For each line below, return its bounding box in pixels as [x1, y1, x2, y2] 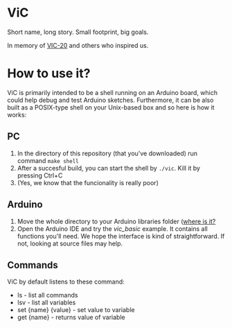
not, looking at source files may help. [17, 239, 123, 248]
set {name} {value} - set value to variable [17, 306, 135, 314]
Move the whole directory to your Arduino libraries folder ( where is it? [17, 217, 216, 225]
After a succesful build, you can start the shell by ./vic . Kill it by [17, 164, 201, 172]
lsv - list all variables [17, 298, 76, 307]
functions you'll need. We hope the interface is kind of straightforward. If [17, 232, 225, 240]
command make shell [17, 156, 79, 164]
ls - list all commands [17, 291, 78, 300]
